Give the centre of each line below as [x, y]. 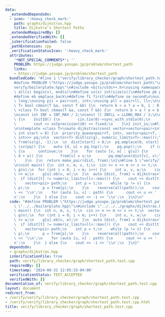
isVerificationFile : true [36, 257]
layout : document [23, 288]
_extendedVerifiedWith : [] [37, 37]
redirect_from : [21, 293]
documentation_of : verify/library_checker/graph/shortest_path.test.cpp [81, 284]
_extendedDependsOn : [30, 14]
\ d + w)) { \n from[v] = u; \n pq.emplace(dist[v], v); [87, 156]
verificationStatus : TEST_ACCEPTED [46, 275]
